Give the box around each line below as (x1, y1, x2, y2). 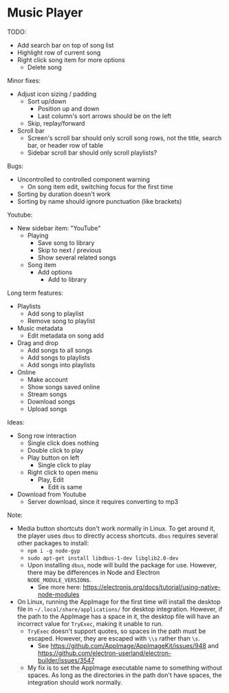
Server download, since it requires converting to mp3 (27, 497, 179, 505)
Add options (37, 268, 73, 276)
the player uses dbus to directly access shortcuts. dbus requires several (17, 531, 218, 540)
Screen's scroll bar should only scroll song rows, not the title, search (27, 133, 222, 142)
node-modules (37, 590, 80, 598)
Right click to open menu (27, 468, 98, 476)
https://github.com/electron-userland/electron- (37, 649, 172, 657)
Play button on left (27, 453, 80, 462)
